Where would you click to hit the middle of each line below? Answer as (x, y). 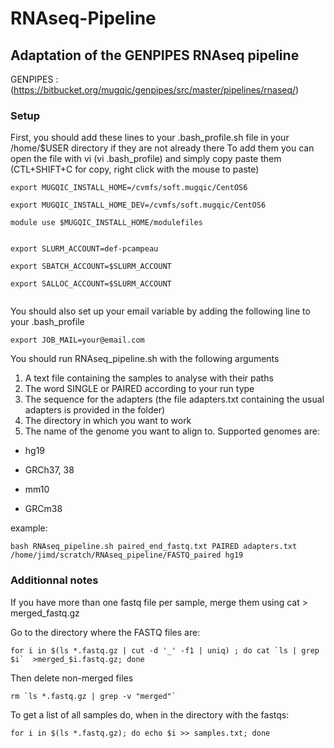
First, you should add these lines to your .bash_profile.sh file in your (150, 138)
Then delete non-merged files (72, 678)
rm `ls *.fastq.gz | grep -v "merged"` (93, 696)
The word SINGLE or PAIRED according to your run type (139, 389)
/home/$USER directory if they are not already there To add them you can (162, 148)
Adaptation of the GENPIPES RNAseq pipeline (155, 55)
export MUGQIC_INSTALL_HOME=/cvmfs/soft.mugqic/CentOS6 (129, 188)
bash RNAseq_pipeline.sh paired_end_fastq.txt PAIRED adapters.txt (154, 547)
